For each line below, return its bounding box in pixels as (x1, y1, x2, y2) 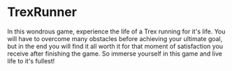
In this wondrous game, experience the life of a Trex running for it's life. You (7, 27, 226, 35)
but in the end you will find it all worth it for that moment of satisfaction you (7, 42, 224, 50)
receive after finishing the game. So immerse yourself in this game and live (7, 49, 222, 58)
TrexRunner (7, 4, 77, 20)
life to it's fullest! (7, 56, 55, 65)
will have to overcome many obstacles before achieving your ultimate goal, (7, 34, 223, 42)
